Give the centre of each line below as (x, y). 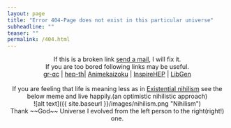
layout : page (26, 14)
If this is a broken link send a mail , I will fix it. (117, 59)
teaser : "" (23, 33)
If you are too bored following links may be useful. (117, 67)
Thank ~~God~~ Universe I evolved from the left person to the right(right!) (117, 111)
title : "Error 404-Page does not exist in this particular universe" (111, 20)
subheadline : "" (31, 26)
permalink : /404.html (39, 40)
